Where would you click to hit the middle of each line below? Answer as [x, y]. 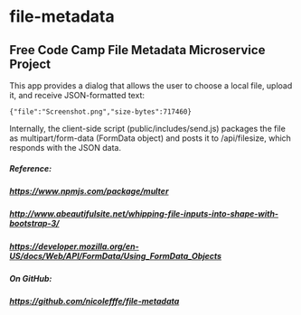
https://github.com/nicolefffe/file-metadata [94, 301]
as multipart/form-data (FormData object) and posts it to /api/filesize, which [150, 138]
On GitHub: [31, 279]
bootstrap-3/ [34, 224]
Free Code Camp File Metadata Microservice [137, 50]
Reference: [31, 168]
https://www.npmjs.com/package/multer [89, 190]
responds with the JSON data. [66, 148]
